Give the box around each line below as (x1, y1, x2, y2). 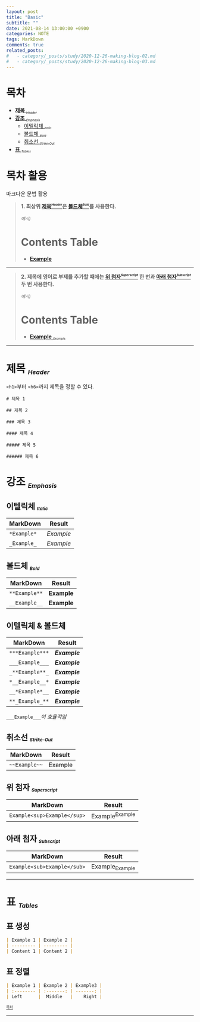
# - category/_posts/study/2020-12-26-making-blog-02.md (6, 53, 156, 59)
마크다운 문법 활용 (6, 190, 48, 197)
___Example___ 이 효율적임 (6, 713, 67, 721)
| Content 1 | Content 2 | (6, 948, 73, 955)
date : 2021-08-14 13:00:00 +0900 (6, 25, 89, 32)
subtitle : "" (6, 20, 39, 26)
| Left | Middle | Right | (6, 993, 102, 999)
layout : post (6, 8, 39, 15)
